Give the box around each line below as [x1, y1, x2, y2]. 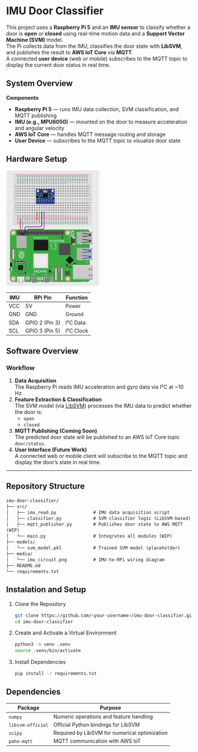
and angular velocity [14, 124, 65, 131]
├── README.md [6, 562, 41, 568]
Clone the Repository [14, 600, 67, 607]
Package [17, 704, 40, 711]
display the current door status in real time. [6, 61, 111, 69]
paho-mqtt [8, 738, 33, 745]
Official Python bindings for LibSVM [53, 721, 140, 728]
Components [6, 94, 39, 101]
